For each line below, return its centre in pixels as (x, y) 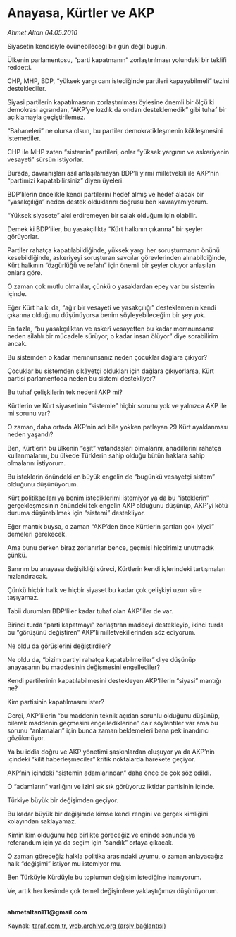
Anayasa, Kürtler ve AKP (81, 13)
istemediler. (24, 138)
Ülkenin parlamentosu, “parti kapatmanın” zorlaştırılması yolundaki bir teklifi (117, 60)
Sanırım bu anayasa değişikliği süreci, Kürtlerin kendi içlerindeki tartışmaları (117, 568)
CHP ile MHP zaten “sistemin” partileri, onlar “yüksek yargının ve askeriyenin (118, 152)
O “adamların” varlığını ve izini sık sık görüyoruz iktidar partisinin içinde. (111, 786)
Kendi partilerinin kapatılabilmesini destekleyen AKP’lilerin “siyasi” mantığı (114, 680)
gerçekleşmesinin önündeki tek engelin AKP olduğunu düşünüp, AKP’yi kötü (118, 505)
